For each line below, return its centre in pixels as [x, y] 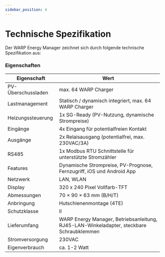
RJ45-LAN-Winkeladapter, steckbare [102, 225]
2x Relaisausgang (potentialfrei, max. [102, 137]
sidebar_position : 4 [26, 10]
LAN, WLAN [73, 179]
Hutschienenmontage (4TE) [91, 203]
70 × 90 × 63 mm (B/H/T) [89, 195]
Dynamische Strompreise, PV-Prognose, [106, 165]
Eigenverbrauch [26, 247]
